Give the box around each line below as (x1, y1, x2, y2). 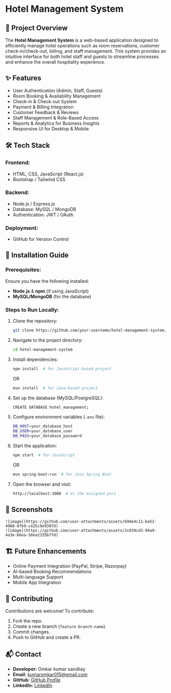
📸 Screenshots (5, 505, 53, 514)
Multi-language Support (12, 574, 63, 580)
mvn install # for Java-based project (12, 386, 98, 391)
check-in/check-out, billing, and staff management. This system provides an (5, 48, 166, 54)
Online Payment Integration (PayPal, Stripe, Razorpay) (12, 563, 127, 569)
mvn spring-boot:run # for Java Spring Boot (12, 472, 112, 477)
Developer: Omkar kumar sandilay (12, 666, 85, 672)
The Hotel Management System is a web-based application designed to (5, 37, 159, 43)
